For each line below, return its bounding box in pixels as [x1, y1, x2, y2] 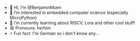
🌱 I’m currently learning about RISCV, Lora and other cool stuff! [9, 20, 136, 26]
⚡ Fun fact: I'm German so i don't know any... [9, 30, 99, 36]
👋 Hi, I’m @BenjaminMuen [9, 5, 62, 10]
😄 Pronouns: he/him [9, 25, 51, 31]
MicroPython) [9, 15, 37, 20]
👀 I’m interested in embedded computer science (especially [9, 10, 128, 15]
